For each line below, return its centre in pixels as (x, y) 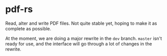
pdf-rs (19, 9)
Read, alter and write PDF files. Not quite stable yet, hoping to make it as (81, 23)
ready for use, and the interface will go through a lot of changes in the (79, 43)
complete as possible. (28, 28)
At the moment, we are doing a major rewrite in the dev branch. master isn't (83, 38)
